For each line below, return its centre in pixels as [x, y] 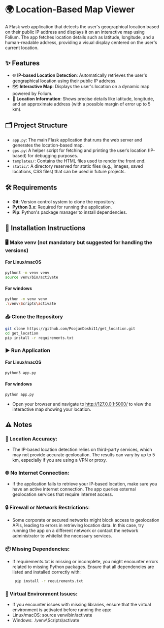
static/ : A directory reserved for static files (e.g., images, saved [78, 166]
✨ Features [22, 63]
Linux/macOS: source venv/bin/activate [52, 615]
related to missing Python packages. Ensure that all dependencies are [83, 567]
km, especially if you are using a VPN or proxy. [60, 460]
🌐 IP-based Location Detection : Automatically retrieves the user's [80, 75]
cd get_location [22, 333]
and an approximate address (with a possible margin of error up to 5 [82, 104]
